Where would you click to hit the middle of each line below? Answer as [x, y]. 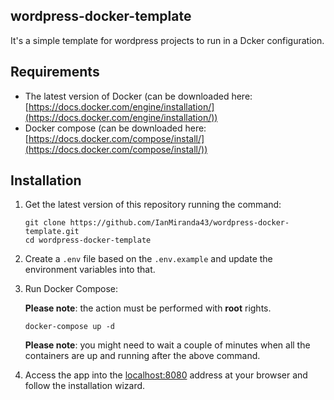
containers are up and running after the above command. [142, 356]
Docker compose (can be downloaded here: [115, 128]
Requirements [55, 72]
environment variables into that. [90, 270]
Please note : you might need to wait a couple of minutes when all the [167, 345]
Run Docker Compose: [71, 289]
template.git [52, 232]
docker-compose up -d [69, 327]
